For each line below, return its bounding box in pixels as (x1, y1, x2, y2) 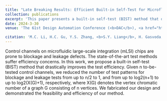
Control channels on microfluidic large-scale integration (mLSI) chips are (5, 48, 154, 54)
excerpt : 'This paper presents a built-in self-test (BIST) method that (5, 16, 159, 21)
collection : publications (5, 12, 59, 17)
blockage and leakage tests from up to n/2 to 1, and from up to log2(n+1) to (5, 75, 159, 80)
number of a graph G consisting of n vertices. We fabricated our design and (5, 85, 161, 91)
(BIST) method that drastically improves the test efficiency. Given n (5, 64, 143, 70)
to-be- (143, 64, 157, 70)
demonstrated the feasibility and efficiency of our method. (5, 90, 124, 96)
